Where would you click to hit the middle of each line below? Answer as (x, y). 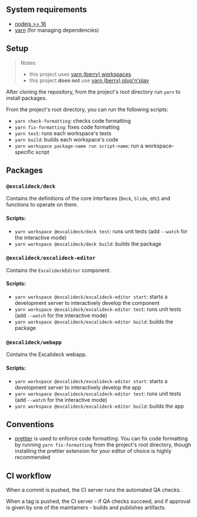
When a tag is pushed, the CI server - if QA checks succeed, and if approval (98, 501)
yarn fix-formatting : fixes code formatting (67, 127)
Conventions (30, 424)
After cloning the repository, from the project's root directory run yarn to (94, 92)
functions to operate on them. (42, 204)
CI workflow (29, 476)
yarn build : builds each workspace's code (66, 139)
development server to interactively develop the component (87, 303)
